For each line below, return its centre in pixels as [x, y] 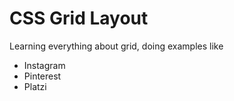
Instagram [44, 65]
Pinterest [42, 76]
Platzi [35, 86]
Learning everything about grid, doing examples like [116, 46]
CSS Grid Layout [79, 18]
